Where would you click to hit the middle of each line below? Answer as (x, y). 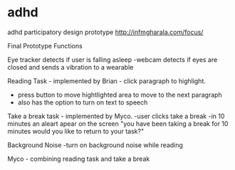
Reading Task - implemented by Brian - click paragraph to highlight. (107, 81)
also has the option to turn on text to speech (83, 102)
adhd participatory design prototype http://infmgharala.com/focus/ (105, 32)
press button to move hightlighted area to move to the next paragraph (120, 95)
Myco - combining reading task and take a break (79, 159)
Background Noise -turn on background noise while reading (95, 145)
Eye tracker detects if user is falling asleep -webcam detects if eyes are (113, 59)
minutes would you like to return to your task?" (76, 131)
